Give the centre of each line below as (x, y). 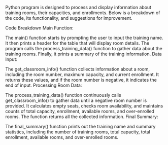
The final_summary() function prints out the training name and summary (80, 126)
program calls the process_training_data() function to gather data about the (84, 48)
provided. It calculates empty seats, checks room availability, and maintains (84, 106)
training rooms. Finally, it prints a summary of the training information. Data (83, 54)
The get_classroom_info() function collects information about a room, (78, 69)
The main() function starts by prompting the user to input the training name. (84, 38)
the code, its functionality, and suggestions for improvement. (69, 18)
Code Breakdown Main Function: (39, 28)
